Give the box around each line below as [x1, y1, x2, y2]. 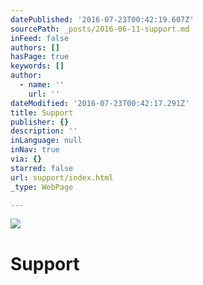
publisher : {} [10, 117, 70, 127]
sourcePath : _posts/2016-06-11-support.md [10, 24, 190, 34]
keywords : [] [10, 61, 65, 71]
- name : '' [19, 80, 65, 90]
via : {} [10, 154, 43, 164]
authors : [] [10, 42, 60, 53]
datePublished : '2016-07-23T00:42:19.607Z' [10, 14, 195, 25]
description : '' [10, 126, 78, 136]
